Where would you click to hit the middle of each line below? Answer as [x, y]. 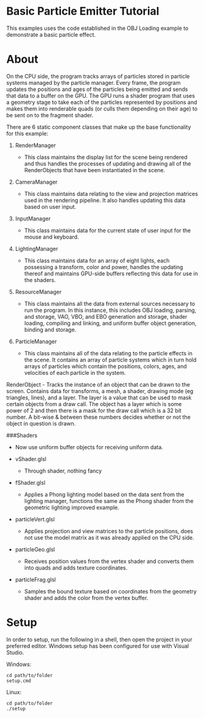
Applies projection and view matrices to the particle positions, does [109, 531]
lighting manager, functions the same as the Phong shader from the [109, 501]
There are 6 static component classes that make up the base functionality [99, 127]
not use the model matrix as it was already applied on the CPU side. [109, 537]
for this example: [27, 133]
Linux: [14, 692]
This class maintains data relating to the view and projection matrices [111, 194]
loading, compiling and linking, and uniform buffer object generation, [110, 323]
